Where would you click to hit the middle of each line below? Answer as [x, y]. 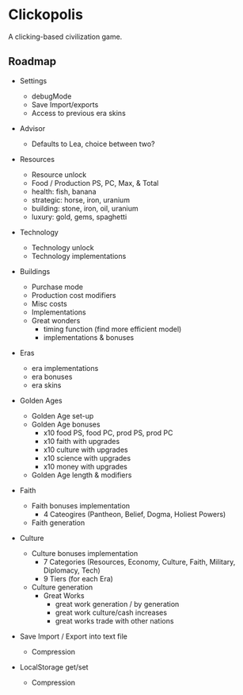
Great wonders [56, 320]
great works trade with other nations [114, 620]
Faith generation [58, 523]
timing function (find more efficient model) [112, 329]
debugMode [51, 96]
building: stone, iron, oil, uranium [85, 208]
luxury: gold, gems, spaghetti [79, 217]
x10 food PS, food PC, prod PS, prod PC [108, 432]
